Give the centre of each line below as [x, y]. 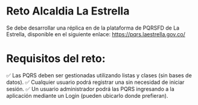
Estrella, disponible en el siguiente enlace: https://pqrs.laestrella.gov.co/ [96, 34]
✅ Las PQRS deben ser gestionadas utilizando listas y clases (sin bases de [99, 75]
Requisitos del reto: [56, 59]
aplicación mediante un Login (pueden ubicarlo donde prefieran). [87, 95]
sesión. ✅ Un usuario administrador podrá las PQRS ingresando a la [91, 89]
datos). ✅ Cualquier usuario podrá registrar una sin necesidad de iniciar [95, 82]
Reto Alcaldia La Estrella [68, 11]
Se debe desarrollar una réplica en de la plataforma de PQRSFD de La [93, 28]
